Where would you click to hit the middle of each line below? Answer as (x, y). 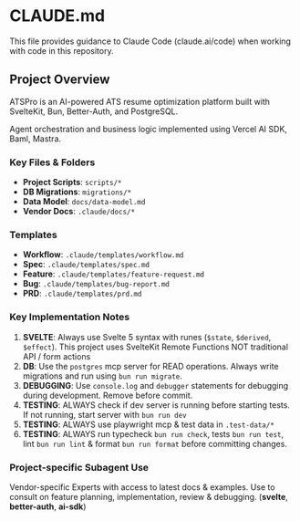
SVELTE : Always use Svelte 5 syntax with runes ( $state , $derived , (147, 337)
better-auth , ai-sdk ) (48, 506)
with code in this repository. (62, 50)
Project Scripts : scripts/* (72, 182)
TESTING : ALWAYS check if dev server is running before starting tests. (156, 405)
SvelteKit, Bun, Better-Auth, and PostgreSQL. (94, 111)
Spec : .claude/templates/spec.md (86, 265)
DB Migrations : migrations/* (77, 192)
